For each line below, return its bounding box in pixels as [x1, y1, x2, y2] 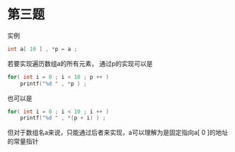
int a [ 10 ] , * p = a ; [7, 45, 78, 53]
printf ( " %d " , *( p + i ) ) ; [20, 114, 106, 121]
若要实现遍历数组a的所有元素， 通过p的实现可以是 [7, 59, 154, 67]
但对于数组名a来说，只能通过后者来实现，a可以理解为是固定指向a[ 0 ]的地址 [7, 129, 229, 137]
